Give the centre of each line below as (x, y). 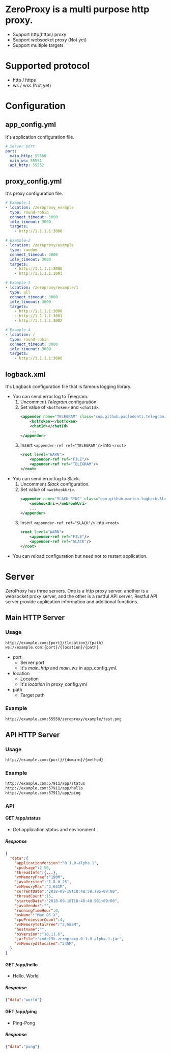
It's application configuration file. (40, 137)
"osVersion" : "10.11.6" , (40, 934)
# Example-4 (18, 330)
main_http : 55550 (28, 156)
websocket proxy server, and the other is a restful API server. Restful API (81, 596)
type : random (24, 250)
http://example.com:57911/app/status (45, 784)
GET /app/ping (21, 1011)
